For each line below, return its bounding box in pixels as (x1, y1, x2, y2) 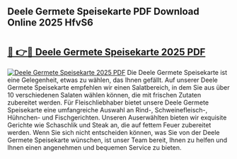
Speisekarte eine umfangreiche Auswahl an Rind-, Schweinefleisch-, (7, 106, 208, 114)
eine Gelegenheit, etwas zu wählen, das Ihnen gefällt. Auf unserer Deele (7, 76, 218, 84)
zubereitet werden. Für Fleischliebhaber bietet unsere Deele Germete (7, 98, 209, 107)
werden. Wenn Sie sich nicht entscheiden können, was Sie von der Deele (7, 129, 221, 136)
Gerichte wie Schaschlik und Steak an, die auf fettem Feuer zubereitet (7, 121, 212, 129)
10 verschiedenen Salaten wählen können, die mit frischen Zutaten (7, 91, 202, 99)
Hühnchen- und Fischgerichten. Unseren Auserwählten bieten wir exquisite (7, 113, 227, 122)
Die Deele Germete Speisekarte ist (127, 69, 228, 76)
